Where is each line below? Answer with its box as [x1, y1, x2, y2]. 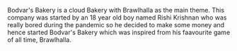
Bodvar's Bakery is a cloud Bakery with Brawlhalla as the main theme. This [7, 6, 225, 14]
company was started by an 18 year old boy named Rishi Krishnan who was [7, 13, 227, 22]
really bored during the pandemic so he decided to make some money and [7, 21, 225, 29]
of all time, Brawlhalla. [7, 36, 72, 44]
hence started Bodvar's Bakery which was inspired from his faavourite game [7, 28, 231, 36]
